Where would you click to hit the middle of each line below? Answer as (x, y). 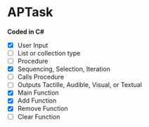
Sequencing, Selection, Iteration (64, 69)
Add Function (37, 101)
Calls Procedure (41, 77)
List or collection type (49, 53)
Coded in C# (26, 32)
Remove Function (43, 109)
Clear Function (39, 116)
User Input (33, 45)
